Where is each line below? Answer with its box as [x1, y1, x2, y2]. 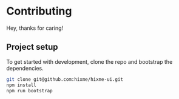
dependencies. [6, 64, 44, 72]
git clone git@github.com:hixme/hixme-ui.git [6, 76, 123, 83]
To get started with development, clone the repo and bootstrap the [6, 58, 173, 65]
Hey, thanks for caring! [6, 24, 64, 32]
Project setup [6, 42, 59, 52]
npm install [6, 82, 36, 88]
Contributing [6, 4, 72, 18]
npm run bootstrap [6, 87, 53, 94]
